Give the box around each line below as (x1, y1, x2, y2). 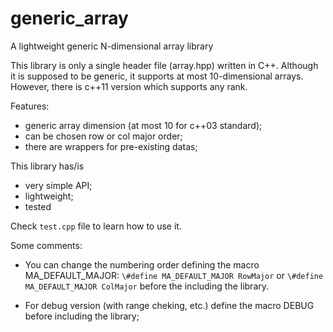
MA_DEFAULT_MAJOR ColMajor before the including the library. (24, 280, 270, 292)
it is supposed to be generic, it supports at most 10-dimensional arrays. (10, 70, 304, 82)
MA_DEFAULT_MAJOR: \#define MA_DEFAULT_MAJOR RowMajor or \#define (24, 269, 324, 281)
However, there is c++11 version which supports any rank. (10, 80, 248, 92)
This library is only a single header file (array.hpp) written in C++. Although (10, 59, 319, 71)
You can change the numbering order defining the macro (24, 258, 260, 271)
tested (24, 200, 52, 212)
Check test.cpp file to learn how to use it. (10, 220, 182, 232)
